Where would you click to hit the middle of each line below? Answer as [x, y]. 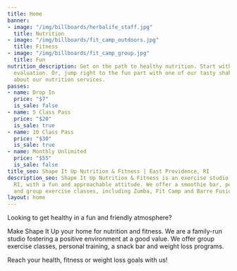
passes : [19, 86]
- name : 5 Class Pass [39, 112]
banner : [19, 20]
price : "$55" [33, 158]
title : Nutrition [39, 34]
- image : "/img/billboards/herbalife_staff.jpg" [80, 27]
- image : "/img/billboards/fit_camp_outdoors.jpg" [83, 40]
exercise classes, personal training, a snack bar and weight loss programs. [116, 246]
